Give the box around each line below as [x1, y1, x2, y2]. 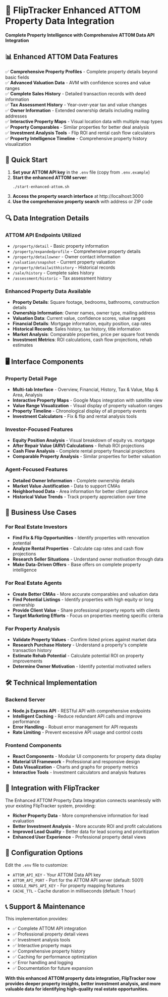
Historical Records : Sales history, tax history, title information [12, 326, 141, 332]
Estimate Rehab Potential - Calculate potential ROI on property [12, 652, 144, 658]
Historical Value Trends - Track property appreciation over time [12, 493, 146, 500]
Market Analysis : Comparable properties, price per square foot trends [12, 331, 159, 338]
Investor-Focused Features [5, 426, 73, 433]
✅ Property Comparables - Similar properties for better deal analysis [5, 124, 149, 130]
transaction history [12, 647, 52, 653]
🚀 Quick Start [5, 156, 48, 164]
